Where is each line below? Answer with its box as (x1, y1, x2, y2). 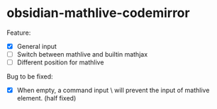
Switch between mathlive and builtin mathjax (16, 50, 148, 58)
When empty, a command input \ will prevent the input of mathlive (16, 86, 210, 95)
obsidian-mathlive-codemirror (6, 5, 190, 21)
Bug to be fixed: (6, 72, 54, 81)
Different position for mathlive (16, 58, 104, 67)
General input (16, 42, 57, 50)
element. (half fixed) (16, 94, 77, 103)
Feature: (6, 28, 31, 37)
